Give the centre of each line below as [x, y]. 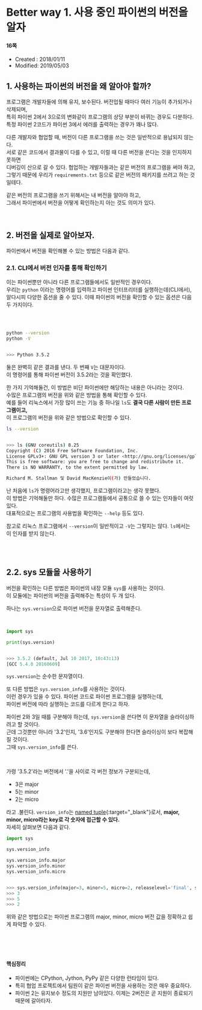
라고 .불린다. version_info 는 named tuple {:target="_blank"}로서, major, [93, 812]
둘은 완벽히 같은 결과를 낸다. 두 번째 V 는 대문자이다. [66, 367]
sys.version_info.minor [36, 866]
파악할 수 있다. [29, 924]
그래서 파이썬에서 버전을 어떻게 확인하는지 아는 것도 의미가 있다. [81, 203]
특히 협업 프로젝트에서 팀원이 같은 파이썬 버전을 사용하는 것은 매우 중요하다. [103, 986]
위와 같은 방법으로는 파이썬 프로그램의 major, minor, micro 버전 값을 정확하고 [96, 917]
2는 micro [27, 799]
